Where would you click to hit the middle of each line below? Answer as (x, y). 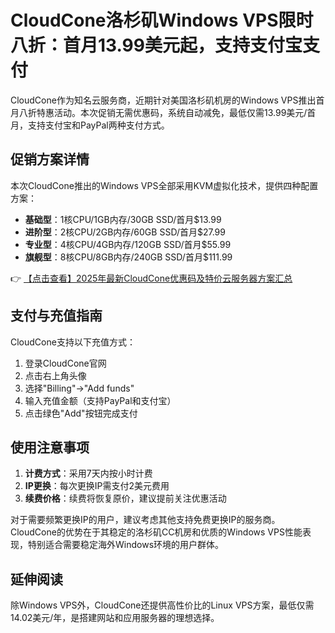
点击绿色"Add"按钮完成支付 (81, 413)
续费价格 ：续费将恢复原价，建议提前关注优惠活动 (125, 498)
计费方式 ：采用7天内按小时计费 (88, 473)
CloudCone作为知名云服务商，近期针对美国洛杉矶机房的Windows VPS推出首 (167, 100)
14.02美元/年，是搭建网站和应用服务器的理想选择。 (115, 618)
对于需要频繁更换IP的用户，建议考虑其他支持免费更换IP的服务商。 (145, 520)
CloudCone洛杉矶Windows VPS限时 (162, 20)
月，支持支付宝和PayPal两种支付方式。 (90, 125)
